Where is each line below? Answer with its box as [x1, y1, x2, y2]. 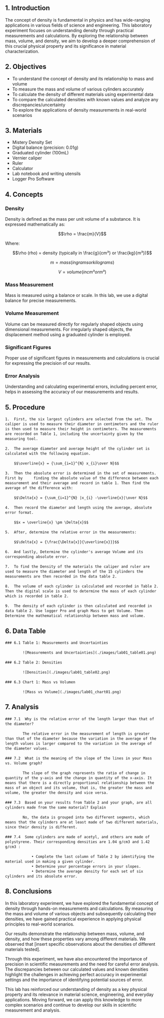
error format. [5, 510, 34, 515]
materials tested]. [5, 946, 41, 952]
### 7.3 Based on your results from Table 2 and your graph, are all [5, 800, 152, 805]
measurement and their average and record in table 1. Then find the [5, 481, 150, 486]
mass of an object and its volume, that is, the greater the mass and [5, 785, 152, 790]
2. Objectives [5, 62, 47, 71]
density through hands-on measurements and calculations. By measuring [5, 905, 153, 911]
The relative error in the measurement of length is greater [23, 731, 150, 736]
